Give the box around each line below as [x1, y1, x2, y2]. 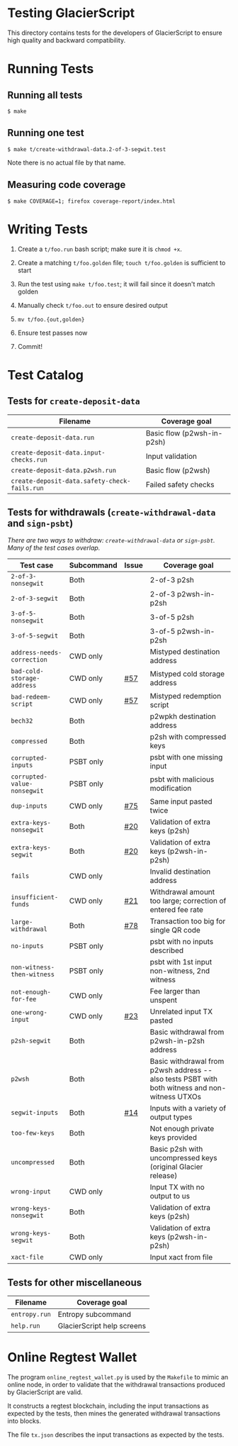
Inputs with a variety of [149, 1103, 227, 1113]
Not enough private [149, 1124, 215, 1134]
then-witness [11, 970, 55, 979]
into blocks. [7, 1417, 41, 1425]
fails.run [11, 484, 44, 492]
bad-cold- [11, 667, 44, 675]
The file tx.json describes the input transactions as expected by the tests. [7, 1430, 225, 1439]
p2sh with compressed [149, 732, 227, 742]
